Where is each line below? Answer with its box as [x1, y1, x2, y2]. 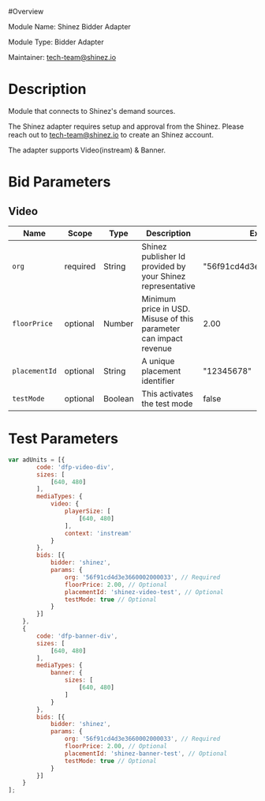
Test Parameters [8, 430, 119, 448]
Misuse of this [141, 313, 194, 324]
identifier [141, 375, 175, 386]
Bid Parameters [8, 173, 111, 191]
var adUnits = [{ [8, 456, 65, 464]
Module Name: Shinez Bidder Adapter [8, 22, 132, 31]
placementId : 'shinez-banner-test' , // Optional [64, 750, 227, 758]
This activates [141, 388, 193, 399]
